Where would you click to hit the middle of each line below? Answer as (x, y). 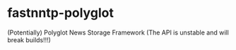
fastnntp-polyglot (61, 13)
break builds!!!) (29, 39)
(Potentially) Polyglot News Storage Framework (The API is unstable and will (118, 32)
